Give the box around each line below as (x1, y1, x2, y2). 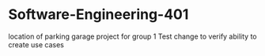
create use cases (8, 39, 65, 49)
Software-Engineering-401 (8, 6, 189, 24)
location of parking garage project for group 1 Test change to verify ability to (8, 32, 257, 41)
